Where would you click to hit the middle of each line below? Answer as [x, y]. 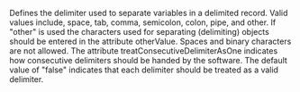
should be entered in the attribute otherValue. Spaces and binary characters [150, 41]
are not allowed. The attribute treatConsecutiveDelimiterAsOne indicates [144, 51]
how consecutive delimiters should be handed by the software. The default [149, 60]
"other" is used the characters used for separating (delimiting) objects [140, 32]
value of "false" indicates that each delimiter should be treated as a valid [144, 70]
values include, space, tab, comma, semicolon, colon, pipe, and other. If [143, 22]
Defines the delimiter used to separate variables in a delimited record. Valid [149, 13]
